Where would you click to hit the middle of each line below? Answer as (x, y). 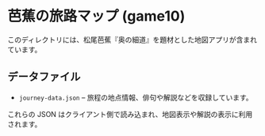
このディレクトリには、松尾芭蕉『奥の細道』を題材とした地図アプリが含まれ (132, 40)
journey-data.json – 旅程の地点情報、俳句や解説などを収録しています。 (136, 97)
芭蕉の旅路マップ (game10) (96, 16)
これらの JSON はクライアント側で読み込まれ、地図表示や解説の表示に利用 (130, 114)
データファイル (44, 77)
